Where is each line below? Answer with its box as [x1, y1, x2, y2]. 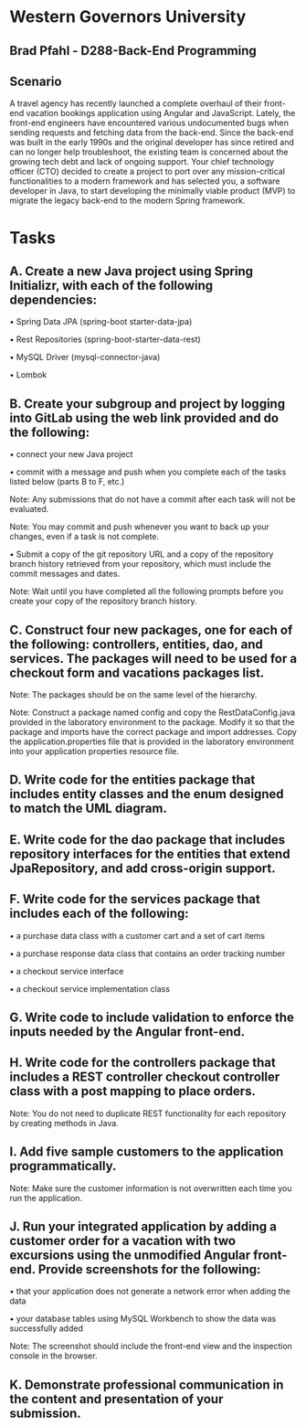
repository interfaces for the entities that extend [9, 846, 290, 861]
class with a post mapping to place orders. [9, 1083, 256, 1099]
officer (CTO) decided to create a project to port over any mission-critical [9, 166, 286, 177]
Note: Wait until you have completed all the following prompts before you [9, 586, 284, 597]
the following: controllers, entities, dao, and [9, 636, 263, 652]
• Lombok [9, 369, 47, 380]
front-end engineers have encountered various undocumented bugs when [9, 117, 290, 129]
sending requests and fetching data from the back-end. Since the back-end [9, 127, 294, 138]
